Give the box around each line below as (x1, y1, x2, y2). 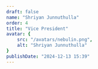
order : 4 (6, 20, 28, 26)
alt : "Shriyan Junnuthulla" (17, 43, 87, 49)
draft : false (6, 8, 39, 15)
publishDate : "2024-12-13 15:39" (6, 53, 90, 59)
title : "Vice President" (6, 25, 69, 32)
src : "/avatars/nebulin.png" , (17, 37, 93, 43)
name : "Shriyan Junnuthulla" (6, 14, 79, 20)
